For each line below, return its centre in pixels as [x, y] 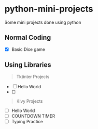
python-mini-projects [49, 9]
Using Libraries [28, 65]
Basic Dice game [28, 49]
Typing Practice [27, 121]
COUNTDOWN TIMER [33, 116]
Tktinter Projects [33, 77]
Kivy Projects [29, 101]
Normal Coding [28, 38]
